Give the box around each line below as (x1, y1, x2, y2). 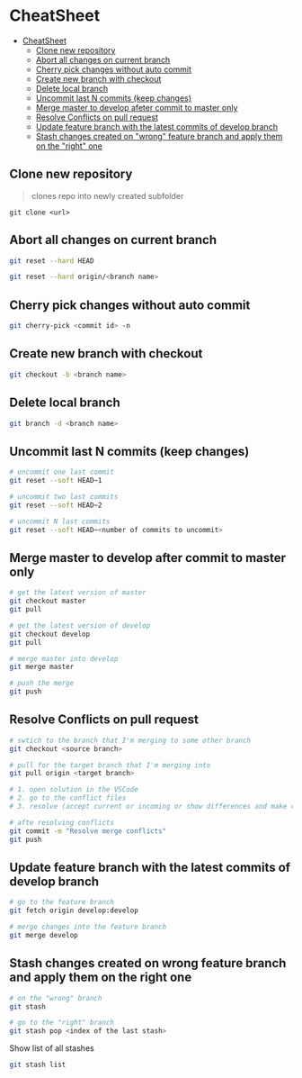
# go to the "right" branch (9, 1019, 115, 1028)
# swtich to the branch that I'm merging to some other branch (9, 736, 252, 745)
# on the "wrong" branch (9, 993, 102, 1002)
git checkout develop (9, 630, 91, 639)
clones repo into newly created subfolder (31, 190, 184, 201)
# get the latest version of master (9, 588, 147, 597)
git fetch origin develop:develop (9, 906, 139, 915)
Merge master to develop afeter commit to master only (35, 102, 238, 113)
